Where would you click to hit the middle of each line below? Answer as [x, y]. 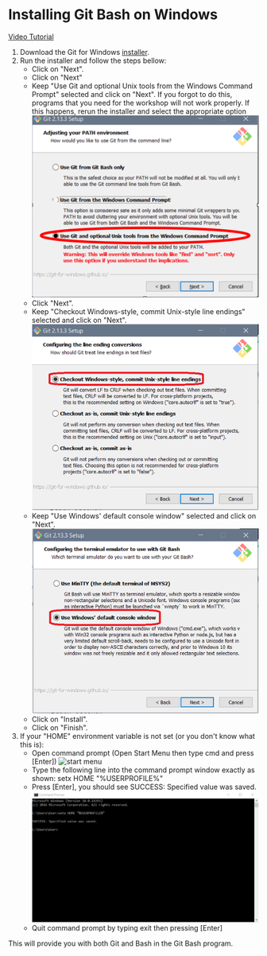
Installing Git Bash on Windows [113, 15]
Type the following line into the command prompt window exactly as [143, 770]
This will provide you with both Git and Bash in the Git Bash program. [121, 943]
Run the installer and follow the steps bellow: [93, 60]
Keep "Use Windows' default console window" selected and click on [144, 515]
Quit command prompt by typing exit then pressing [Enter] [127, 928]
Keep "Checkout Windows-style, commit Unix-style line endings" [138, 312]
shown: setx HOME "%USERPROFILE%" [97, 778]
